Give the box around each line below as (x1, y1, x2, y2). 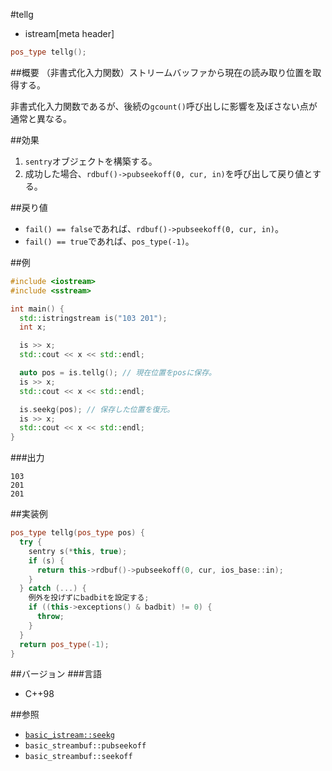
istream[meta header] (24, 28, 115, 39)
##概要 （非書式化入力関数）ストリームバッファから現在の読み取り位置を (10, 66, 313, 78)
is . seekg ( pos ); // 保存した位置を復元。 (19, 404, 175, 414)
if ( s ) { (28, 555, 65, 566)
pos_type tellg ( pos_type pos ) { (10, 528, 145, 538)
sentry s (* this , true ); (28, 546, 128, 556)
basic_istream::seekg (24, 730, 115, 741)
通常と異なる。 (10, 112, 72, 124)
